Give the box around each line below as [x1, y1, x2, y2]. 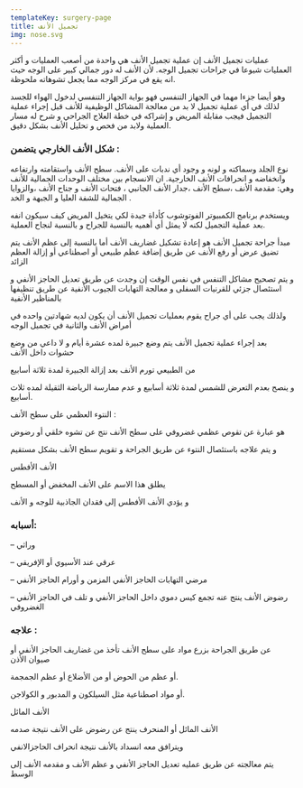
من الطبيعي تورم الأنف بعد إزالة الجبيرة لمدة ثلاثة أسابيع [10, 364, 197, 375]
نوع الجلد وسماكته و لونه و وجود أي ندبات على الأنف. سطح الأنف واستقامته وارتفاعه [10, 163, 289, 174]
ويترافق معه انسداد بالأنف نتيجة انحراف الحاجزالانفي [10, 741, 184, 752]
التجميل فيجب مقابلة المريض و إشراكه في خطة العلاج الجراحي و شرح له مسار [10, 110, 271, 122]
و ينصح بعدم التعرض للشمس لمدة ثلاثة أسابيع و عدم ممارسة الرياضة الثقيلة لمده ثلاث [10, 381, 295, 393]
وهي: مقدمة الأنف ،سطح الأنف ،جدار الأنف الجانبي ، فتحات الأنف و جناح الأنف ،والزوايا [10, 182, 295, 193]
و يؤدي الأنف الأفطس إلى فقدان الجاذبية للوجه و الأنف [10, 496, 189, 506]
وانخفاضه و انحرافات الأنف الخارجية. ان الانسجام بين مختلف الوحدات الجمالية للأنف [10, 172, 286, 183]
